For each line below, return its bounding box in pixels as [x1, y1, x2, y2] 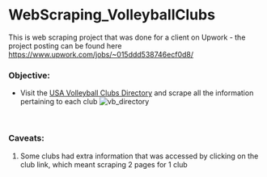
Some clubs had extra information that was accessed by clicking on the [19, 151, 259, 161]
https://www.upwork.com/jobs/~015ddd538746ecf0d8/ [8, 49, 194, 59]
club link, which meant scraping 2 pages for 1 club [19, 159, 188, 169]
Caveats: [8, 133, 44, 144]
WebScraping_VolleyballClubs [8, 6, 216, 24]
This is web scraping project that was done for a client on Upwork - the [8, 32, 246, 42]
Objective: [8, 70, 50, 81]
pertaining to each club [19, 97, 98, 107]
